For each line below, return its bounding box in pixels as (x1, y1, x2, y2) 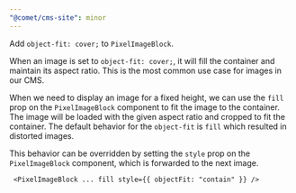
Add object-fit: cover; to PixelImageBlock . (9, 38, 174, 49)
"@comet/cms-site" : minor (9, 13, 106, 23)
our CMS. (9, 74, 45, 86)
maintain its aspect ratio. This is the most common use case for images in (9, 65, 282, 76)
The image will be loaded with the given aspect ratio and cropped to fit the (9, 111, 286, 122)
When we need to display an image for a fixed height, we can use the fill (9, 92, 284, 103)
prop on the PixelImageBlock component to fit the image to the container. (9, 101, 281, 113)
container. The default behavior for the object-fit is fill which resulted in (9, 121, 288, 132)
